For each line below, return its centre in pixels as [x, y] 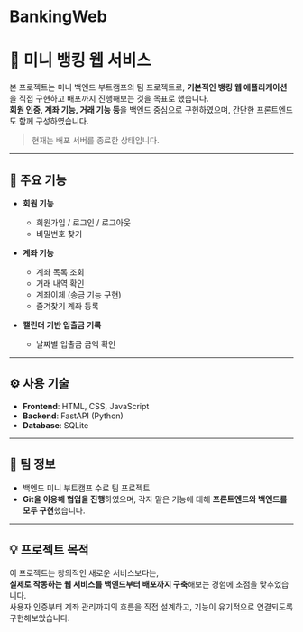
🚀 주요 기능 [38, 180]
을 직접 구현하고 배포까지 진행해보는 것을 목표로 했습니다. [109, 99]
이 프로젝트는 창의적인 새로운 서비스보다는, [84, 573]
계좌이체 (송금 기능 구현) [78, 294]
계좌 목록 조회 [60, 271]
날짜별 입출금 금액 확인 [76, 343]
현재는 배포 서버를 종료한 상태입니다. [95, 141]
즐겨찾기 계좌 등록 [67, 306]
